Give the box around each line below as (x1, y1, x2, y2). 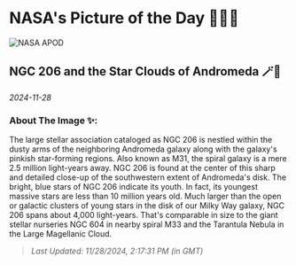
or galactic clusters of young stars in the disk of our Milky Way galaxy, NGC (9, 200, 285, 211)
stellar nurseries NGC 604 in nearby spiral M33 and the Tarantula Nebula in (9, 219, 284, 230)
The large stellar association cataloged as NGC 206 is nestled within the (9, 135, 273, 145)
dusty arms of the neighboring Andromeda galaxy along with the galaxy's (9, 144, 277, 154)
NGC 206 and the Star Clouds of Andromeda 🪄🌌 (9, 64, 282, 79)
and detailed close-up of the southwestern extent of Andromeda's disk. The (9, 172, 286, 183)
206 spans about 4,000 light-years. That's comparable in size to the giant (9, 210, 278, 221)
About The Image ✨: (9, 114, 98, 127)
